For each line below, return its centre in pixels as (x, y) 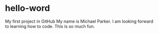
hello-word (28, 8)
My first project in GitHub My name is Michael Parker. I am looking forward (79, 21)
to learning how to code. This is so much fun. (50, 26)
